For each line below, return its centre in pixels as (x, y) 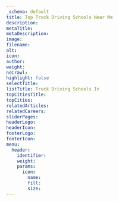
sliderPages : (22, 117)
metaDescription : (28, 34)
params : (26, 167)
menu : (13, 144)
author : (16, 61)
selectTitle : (22, 84)
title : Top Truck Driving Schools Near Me (59, 17)
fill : (35, 183)
